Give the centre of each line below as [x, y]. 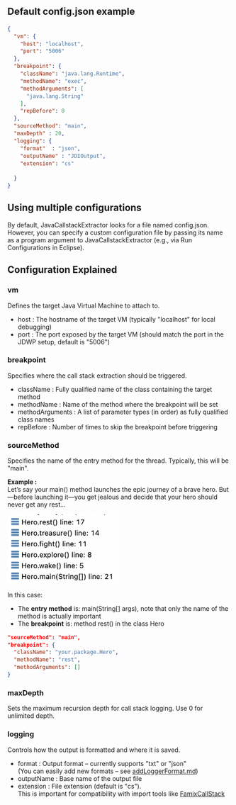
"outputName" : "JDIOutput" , [63, 156]
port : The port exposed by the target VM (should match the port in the [121, 334]
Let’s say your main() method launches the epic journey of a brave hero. [112, 490]
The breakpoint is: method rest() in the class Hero [91, 624]
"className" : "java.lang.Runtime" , [73, 74]
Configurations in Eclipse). [46, 247]
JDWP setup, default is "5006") [63, 342]
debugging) [34, 327]
